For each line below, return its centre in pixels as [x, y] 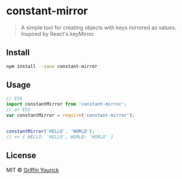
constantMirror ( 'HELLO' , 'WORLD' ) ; [51, 131]
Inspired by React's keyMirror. [58, 33]
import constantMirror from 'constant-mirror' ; [67, 104]
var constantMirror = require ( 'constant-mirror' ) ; [71, 115]
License [21, 155]
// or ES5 [19, 110]
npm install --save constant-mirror [52, 66]
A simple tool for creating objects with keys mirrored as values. [98, 27]
